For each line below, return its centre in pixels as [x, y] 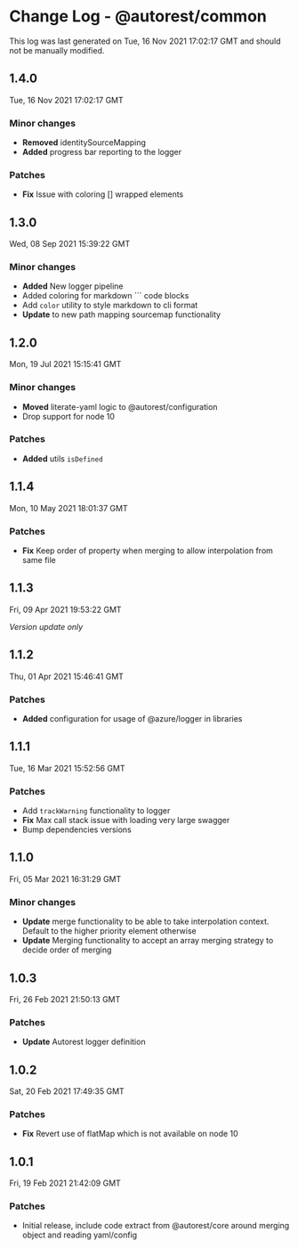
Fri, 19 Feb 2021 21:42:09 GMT [65, 1183]
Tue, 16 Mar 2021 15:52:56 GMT [67, 768]
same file [39, 559]
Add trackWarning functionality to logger [96, 811]
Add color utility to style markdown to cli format [110, 306]
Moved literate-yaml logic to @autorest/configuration [120, 406]
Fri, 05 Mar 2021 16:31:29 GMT [65, 878]
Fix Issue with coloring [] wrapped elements [103, 194]
